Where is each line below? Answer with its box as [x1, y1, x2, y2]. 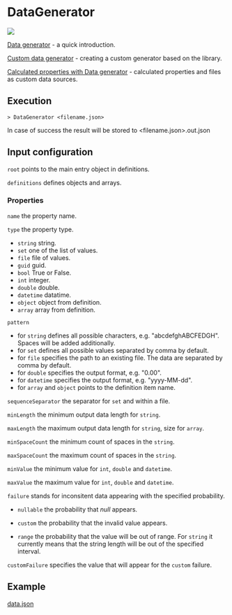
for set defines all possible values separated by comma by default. [17, 346, 209, 354]
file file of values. [17, 253, 71, 262]
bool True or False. [17, 268, 72, 277]
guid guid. [17, 261, 47, 269]
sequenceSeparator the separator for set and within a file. [7, 396, 171, 405]
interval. [17, 547, 41, 556]
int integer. [17, 275, 51, 284]
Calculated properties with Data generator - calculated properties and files [7, 67, 222, 75]
